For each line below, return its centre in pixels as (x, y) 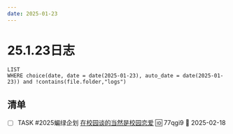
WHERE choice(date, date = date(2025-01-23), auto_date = (93, 75)
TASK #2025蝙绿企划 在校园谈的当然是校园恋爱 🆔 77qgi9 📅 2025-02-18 (121, 123)
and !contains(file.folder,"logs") (75, 82)
